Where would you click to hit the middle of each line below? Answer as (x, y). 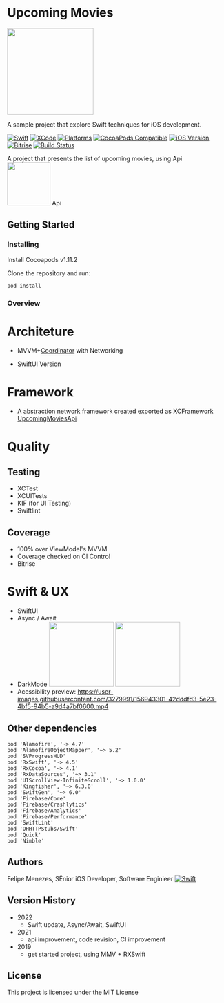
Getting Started (41, 225)
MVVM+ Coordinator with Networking (70, 351)
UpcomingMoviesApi (47, 418)
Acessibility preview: (47, 692)
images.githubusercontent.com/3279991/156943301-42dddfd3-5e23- (117, 699)
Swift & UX (38, 592)
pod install (24, 286)
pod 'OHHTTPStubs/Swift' (43, 829)
